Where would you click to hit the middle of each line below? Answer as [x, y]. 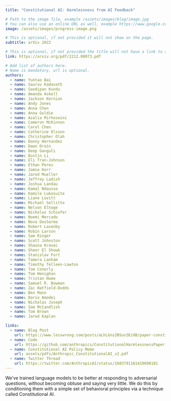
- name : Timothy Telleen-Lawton [44, 264]
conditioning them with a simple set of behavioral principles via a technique [84, 389]
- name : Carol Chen [31, 127]
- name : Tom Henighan [33, 274]
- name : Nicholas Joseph [36, 302]
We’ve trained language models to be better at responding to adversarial [81, 378]
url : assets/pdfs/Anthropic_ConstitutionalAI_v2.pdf [72, 354]
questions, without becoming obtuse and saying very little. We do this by [81, 383]
